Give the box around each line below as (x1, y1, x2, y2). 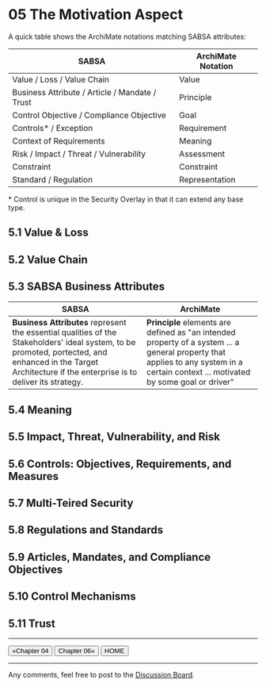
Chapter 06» (58, 647, 95, 655)
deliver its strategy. (12, 376, 84, 387)
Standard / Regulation (12, 174, 93, 185)
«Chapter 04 (12, 647, 49, 655)
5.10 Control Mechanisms (8, 589, 136, 604)
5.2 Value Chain (8, 252, 89, 267)
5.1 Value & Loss (8, 226, 89, 240)
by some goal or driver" (146, 376, 234, 387)
